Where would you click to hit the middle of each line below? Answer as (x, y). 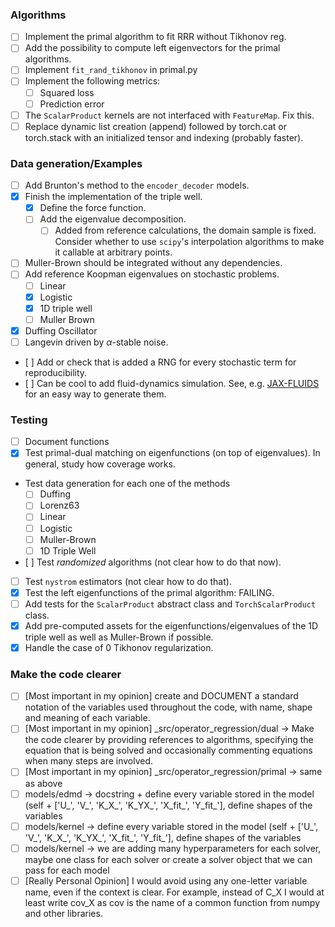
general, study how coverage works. (100, 464)
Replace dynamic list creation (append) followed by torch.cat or (155, 126)
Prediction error (72, 104)
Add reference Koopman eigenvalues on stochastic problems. (152, 274)
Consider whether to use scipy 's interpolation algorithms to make (189, 242)
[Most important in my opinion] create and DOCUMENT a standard (161, 696)
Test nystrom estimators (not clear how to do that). (128, 581)
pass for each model (67, 870)
